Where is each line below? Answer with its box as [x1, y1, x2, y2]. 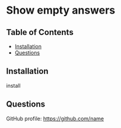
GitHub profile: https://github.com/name [6, 115, 104, 122]
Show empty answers [6, 4, 116, 17]
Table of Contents [6, 27, 74, 37]
